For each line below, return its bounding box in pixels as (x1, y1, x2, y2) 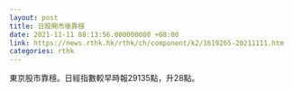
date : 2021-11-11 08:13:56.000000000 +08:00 (9, 30, 179, 39)
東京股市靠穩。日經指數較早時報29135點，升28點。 (9, 73, 200, 84)
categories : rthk (9, 47, 75, 56)
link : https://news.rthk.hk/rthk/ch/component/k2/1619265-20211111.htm (9, 38, 284, 48)
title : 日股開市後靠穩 (9, 22, 86, 31)
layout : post (9, 13, 59, 23)
